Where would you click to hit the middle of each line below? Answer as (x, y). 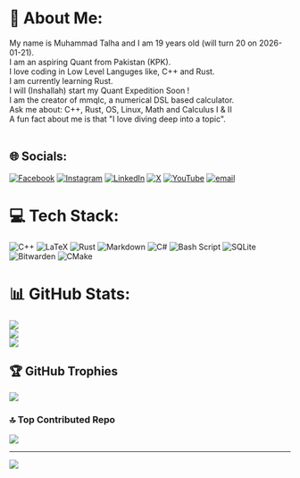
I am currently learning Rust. (61, 80)
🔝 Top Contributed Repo (62, 420)
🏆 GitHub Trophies (64, 371)
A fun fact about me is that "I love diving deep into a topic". (117, 119)
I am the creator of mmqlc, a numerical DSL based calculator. (122, 100)
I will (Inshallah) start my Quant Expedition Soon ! (100, 90)
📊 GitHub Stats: (70, 294)
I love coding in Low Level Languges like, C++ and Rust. (112, 71)
